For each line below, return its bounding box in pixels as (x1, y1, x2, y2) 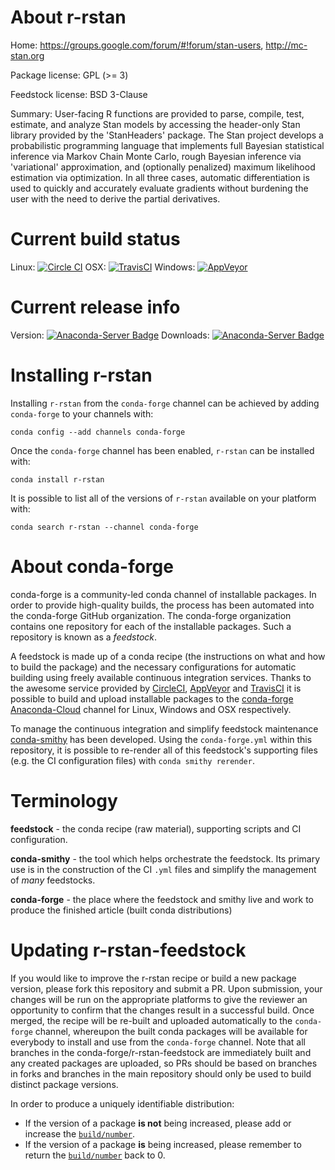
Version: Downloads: (10, 329, 210, 341)
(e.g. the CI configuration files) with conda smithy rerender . (10, 754, 255, 766)
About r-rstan (10, 6, 127, 29)
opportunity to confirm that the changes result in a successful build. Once (10, 1004, 315, 1016)
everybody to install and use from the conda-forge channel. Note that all (10, 1036, 306, 1048)
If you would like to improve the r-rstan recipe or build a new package (10, 972, 297, 984)
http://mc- (265, 39, 308, 51)
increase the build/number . (24, 1127, 136, 1140)
